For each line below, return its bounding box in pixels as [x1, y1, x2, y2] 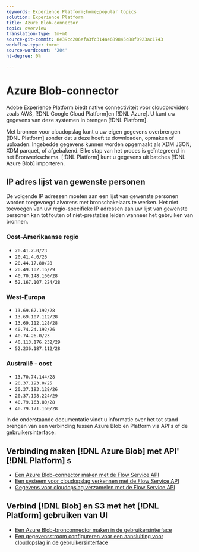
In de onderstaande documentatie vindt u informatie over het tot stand [6, 416, 178, 423]
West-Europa [6, 293, 46, 301]
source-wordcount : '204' [6, 48, 68, 54]
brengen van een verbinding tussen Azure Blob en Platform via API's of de [6, 423, 188, 430]
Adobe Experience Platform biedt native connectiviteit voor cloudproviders [6, 104, 189, 111]
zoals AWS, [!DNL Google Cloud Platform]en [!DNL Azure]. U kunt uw [6, 110, 176, 117]
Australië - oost [6, 359, 52, 367]
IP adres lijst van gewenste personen [6, 176, 146, 187]
